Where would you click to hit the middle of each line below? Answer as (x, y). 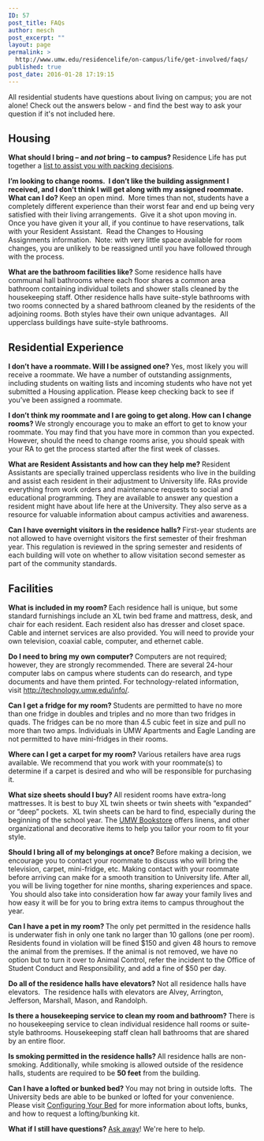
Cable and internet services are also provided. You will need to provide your (131, 633)
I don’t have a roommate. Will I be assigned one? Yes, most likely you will (128, 366)
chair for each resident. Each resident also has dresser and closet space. (127, 625)
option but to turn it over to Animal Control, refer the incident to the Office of (132, 960)
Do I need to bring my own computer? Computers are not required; (117, 656)
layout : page (30, 45)
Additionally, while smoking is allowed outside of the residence (141, 1065)
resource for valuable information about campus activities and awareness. (128, 515)
